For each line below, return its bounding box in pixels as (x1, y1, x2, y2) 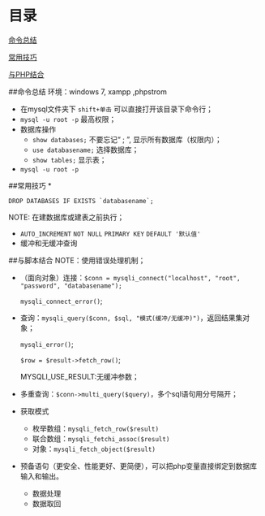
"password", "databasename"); (19, 281, 123, 290)
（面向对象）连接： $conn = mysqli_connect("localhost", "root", (19, 272, 241, 282)
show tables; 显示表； (32, 154, 107, 164)
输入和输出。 (19, 471, 63, 481)
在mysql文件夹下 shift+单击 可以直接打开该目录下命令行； (19, 104, 213, 114)
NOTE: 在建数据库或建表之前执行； (8, 212, 125, 222)
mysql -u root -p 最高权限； (19, 114, 117, 124)
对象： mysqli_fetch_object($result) (32, 444, 156, 453)
